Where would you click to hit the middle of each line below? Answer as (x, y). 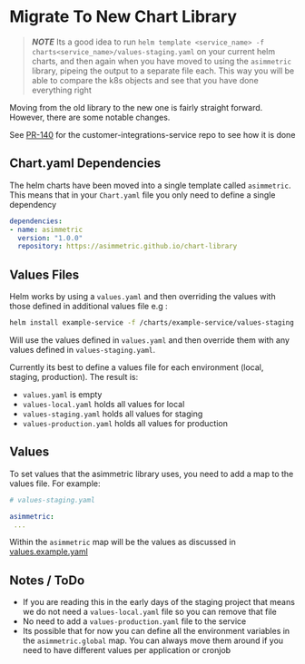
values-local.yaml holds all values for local (103, 404)
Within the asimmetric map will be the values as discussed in (123, 542)
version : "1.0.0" (50, 238)
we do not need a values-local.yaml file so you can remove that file (149, 612)
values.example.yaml (49, 552)
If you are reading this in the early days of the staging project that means (158, 602)
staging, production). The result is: (74, 376)
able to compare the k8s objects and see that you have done (145, 80)
